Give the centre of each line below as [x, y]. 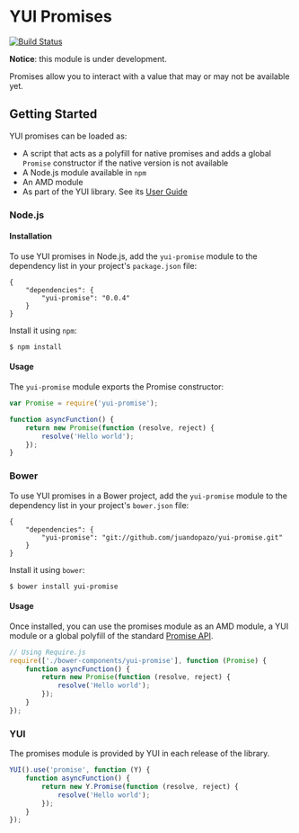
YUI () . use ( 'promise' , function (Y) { [80, 770]
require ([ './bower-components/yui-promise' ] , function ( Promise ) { [138, 660]
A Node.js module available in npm [84, 172]
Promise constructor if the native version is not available [125, 163]
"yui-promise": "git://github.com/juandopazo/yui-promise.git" [162, 537]
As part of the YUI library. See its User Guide [105, 192]
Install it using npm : [43, 330]
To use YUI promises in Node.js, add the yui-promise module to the [133, 256]
